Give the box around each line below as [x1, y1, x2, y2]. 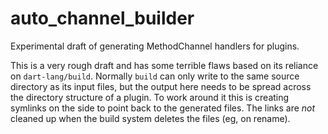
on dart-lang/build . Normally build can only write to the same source [10, 70, 300, 82]
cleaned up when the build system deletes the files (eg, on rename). [10, 112, 291, 124]
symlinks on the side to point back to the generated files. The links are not [10, 102, 316, 114]
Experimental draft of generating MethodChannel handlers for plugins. [10, 40, 300, 52]
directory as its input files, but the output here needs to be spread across [10, 80, 312, 92]
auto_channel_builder [10, 7, 195, 30]
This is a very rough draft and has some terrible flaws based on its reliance [10, 59, 319, 71]
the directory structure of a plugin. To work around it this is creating [10, 91, 290, 103]
